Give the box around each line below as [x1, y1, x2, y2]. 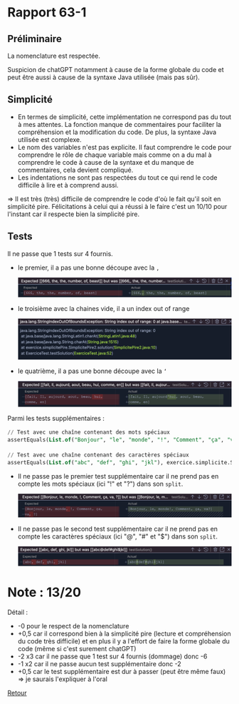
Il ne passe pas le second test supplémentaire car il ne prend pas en [17, 525, 218, 534]
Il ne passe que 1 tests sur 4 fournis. [7, 249, 114, 257]
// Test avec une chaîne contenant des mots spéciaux [7, 429, 171, 436]
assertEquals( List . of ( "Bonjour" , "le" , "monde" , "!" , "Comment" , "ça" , [7, 437, 224, 444]
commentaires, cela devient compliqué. [17, 165, 134, 174]
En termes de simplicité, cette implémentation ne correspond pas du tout [17, 112, 232, 121]
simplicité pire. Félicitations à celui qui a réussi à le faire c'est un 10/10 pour [7, 202, 228, 210]
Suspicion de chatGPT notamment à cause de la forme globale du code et [7, 66, 224, 73]
